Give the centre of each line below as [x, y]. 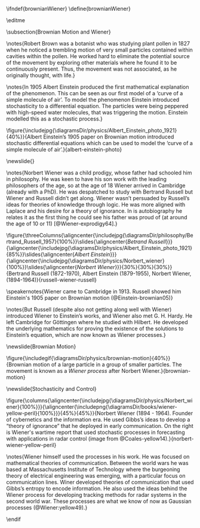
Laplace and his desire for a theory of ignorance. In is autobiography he [94, 211]
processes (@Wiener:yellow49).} [47, 508]
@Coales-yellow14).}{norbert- [156, 439]
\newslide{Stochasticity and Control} [51, 389]
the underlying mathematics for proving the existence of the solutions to [95, 328]
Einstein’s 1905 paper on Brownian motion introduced [109, 137]
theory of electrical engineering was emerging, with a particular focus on [96, 476]
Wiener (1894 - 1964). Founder [155, 413]
